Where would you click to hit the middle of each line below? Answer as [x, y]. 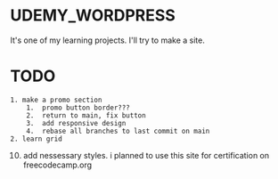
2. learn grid [37, 139]
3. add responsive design [76, 123]
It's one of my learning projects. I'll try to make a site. [108, 40]
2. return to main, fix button [86, 115]
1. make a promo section [56, 100]
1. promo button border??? [78, 108]
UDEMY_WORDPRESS [93, 16]
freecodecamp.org [57, 165]
